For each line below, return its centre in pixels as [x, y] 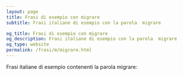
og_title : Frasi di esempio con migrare [57, 33]
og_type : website [28, 45]
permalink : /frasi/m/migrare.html [49, 50]
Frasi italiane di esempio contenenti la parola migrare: [72, 66]
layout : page [22, 12]
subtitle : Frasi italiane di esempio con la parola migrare [84, 23]
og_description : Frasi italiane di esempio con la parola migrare [92, 39]
